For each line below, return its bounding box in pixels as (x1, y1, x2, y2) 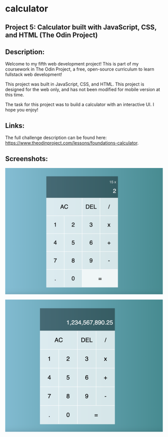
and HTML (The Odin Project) (5, 30, 98, 39)
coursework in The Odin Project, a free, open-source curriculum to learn (5, 66, 154, 72)
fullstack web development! (5, 71, 62, 77)
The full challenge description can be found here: (5, 134, 107, 140)
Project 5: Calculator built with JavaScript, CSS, (5, 23, 157, 31)
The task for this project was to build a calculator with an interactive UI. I (5, 101, 154, 107)
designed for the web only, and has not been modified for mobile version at (5, 86, 160, 92)
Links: (5, 121, 25, 130)
